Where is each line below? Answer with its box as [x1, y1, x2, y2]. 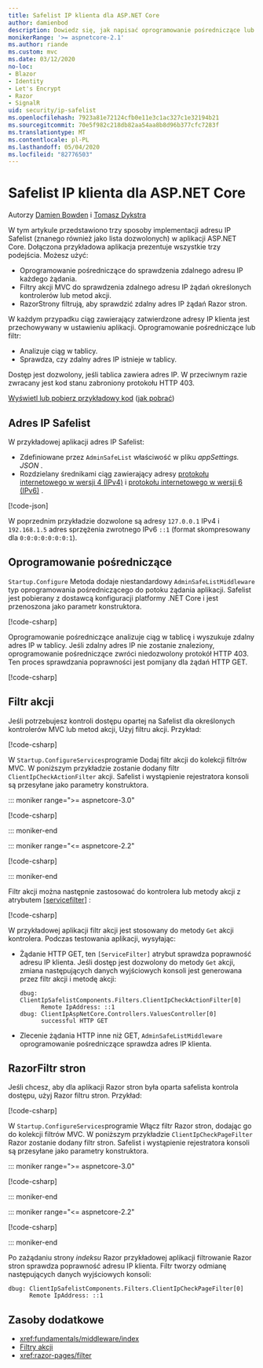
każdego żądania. [19, 274, 78, 284]
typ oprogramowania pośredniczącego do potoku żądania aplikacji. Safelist [8, 585, 251, 594]
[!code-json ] [8, 501, 49, 510]
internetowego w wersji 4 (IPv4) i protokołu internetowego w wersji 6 [19, 477, 243, 487]
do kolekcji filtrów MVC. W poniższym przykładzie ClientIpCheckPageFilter [8, 1130, 253, 1139]
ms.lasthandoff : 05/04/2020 [8, 143, 100, 151]
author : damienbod [8, 19, 68, 27]
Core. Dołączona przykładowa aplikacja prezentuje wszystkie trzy [8, 242, 221, 252]
